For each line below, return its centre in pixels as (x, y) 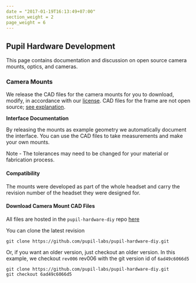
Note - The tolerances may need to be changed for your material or (87, 154)
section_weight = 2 (30, 17)
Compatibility (23, 173)
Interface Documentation (38, 119)
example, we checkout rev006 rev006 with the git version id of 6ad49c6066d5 (98, 258)
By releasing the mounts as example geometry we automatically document (96, 130)
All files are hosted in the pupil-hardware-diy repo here (73, 219)
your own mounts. (28, 142)
